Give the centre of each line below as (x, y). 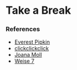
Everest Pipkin (32, 42)
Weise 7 (24, 61)
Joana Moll (28, 55)
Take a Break (38, 10)
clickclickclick (32, 48)
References (23, 29)
